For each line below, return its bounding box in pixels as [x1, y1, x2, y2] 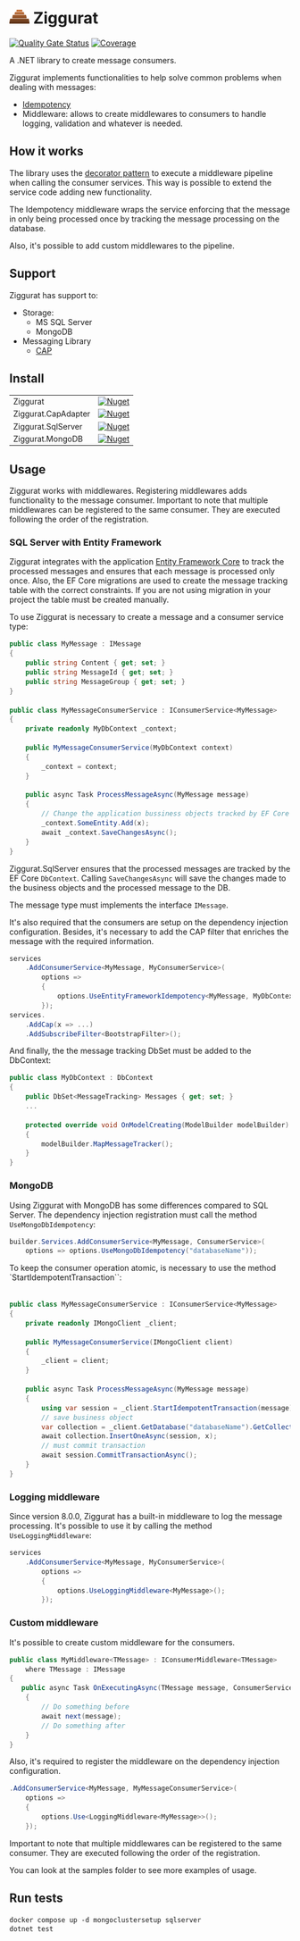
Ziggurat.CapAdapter [12, 408, 91, 419]
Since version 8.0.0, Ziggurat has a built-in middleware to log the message [9, 1511, 283, 1522]
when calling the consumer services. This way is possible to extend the [9, 177, 272, 188]
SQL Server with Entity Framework [9, 536, 162, 548]
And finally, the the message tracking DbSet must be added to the [9, 1045, 252, 1057]
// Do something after [41, 1721, 126, 1730]
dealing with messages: [9, 81, 96, 92]
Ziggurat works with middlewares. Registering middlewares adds [9, 486, 247, 497]
